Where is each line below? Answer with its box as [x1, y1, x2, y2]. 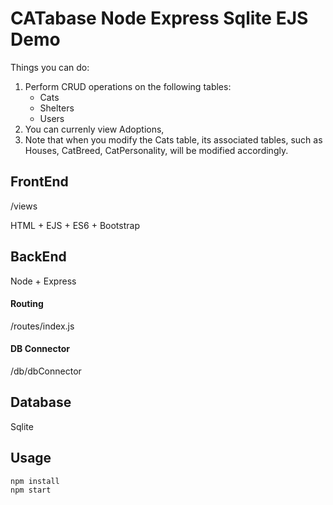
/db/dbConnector [10, 365, 82, 377]
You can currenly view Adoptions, [24, 123, 165, 135]
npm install [10, 476, 60, 486]
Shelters [39, 102, 75, 114]
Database [10, 394, 72, 411]
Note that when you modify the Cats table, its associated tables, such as [24, 133, 323, 146]
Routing [10, 298, 44, 310]
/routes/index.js [10, 320, 75, 332]
